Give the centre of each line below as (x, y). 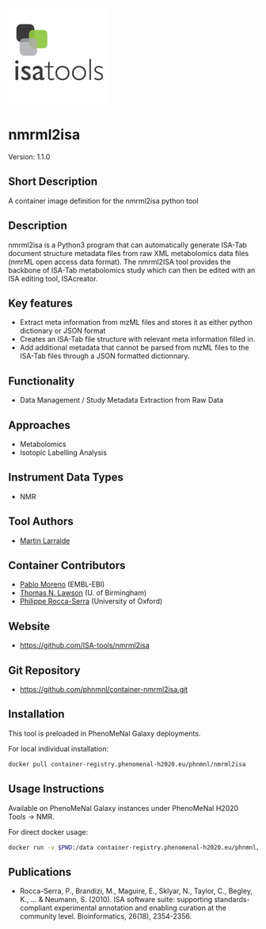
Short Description (53, 182)
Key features (40, 303)
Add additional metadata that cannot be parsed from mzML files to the (134, 348)
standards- (232, 900)
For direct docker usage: (48, 832)
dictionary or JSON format (63, 331)
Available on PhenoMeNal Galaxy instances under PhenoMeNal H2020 (123, 808)
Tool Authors (41, 522)
